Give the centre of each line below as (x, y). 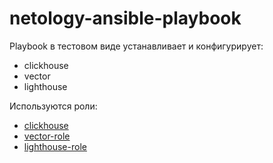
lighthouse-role (55, 146)
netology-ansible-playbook (125, 18)
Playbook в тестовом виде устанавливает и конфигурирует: (136, 46)
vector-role (47, 136)
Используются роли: (53, 106)
